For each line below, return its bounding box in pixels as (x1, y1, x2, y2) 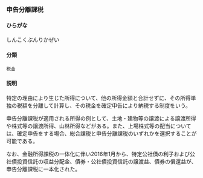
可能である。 (6, 137, 38, 145)
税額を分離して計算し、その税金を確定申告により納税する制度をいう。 (16, 102, 192, 109)
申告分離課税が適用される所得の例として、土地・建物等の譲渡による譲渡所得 (6, 114, 196, 122)
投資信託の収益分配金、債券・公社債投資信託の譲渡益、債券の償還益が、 (16, 157, 197, 165)
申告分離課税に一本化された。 (6, 165, 80, 173)
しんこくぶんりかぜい (6, 36, 59, 44)
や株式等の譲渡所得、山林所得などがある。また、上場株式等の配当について (6, 122, 192, 130)
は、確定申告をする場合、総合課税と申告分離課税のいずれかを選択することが (6, 130, 197, 137)
